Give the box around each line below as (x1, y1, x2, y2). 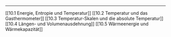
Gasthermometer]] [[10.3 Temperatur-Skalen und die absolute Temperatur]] (5, 16, 164, 21)
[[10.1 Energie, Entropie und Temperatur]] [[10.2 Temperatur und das (5, 10, 148, 16)
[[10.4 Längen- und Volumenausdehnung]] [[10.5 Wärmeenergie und (5, 21, 149, 27)
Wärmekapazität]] (5, 26, 43, 32)
